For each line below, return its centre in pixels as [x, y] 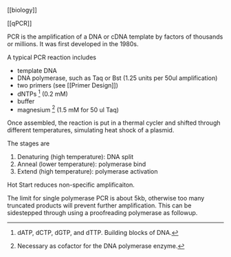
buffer [26, 101]
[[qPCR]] [20, 23]
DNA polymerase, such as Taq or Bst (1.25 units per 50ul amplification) [117, 78]
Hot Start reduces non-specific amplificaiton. [71, 185]
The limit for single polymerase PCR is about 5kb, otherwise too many [106, 198]
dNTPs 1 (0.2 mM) [43, 93]
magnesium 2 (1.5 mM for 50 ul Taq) [68, 109]
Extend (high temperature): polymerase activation [87, 172]
